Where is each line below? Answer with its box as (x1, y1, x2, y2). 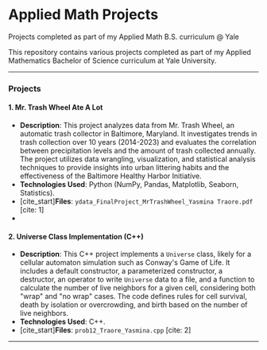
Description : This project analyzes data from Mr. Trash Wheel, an (19, 121, 234, 130)
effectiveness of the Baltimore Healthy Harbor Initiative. (19, 171, 202, 181)
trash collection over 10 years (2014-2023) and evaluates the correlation (19, 138, 257, 147)
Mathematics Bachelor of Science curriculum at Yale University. (8, 56, 217, 65)
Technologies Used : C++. (19, 317, 106, 327)
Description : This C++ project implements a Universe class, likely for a (19, 249, 252, 259)
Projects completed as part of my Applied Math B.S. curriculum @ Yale (8, 32, 240, 41)
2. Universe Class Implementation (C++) (8, 231, 145, 241)
